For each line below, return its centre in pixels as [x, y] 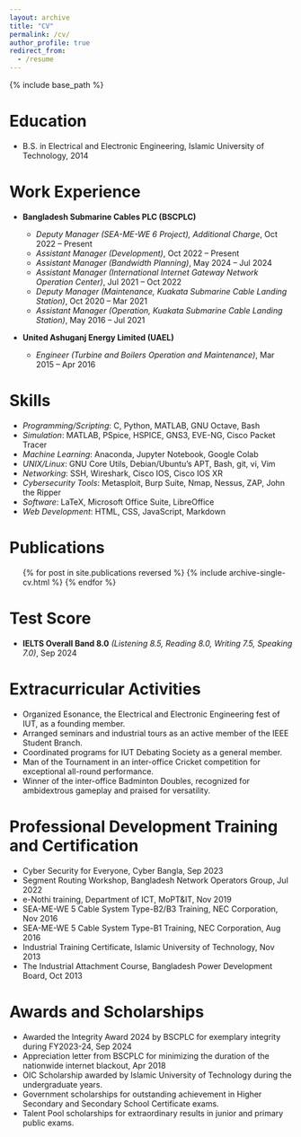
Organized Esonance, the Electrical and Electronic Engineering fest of [151, 714]
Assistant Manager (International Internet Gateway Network [147, 272]
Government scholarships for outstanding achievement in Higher [142, 1094]
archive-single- [257, 572]
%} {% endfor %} [84, 582]
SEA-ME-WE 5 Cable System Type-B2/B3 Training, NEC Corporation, [150, 909]
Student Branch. [53, 743]
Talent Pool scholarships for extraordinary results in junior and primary [153, 1113]
